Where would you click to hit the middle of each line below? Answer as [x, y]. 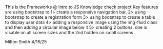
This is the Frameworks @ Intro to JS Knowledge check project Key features [82, 7]
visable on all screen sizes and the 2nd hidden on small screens [69, 32]
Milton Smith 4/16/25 [26, 42]
